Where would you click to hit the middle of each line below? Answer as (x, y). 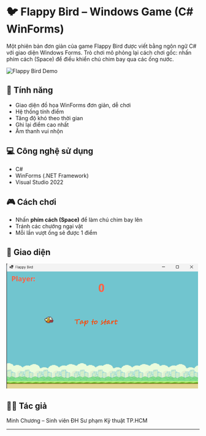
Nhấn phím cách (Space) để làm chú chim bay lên (79, 220)
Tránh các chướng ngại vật (49, 226)
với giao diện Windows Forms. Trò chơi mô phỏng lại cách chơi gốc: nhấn (99, 52)
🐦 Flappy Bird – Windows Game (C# (100, 12)
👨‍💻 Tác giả (27, 406)
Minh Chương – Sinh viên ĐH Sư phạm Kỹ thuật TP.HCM (77, 421)
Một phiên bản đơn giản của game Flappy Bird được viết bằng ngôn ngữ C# (101, 46)
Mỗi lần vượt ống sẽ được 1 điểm (56, 233)
